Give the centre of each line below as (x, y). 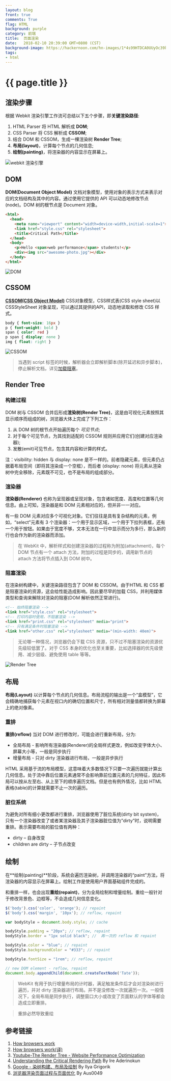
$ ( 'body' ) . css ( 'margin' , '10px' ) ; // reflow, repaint (64, 913)
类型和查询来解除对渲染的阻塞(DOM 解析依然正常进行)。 (64, 598)
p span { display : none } (33, 337)
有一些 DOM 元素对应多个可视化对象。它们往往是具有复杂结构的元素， (79, 516)
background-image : (25, 48)
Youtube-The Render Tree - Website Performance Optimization (79, 1056)
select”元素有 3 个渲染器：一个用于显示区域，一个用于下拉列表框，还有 (91, 522)
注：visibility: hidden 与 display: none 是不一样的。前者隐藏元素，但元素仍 (83, 460)
